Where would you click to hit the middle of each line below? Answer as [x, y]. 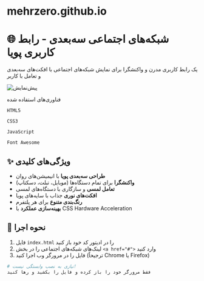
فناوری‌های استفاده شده [34, 99]
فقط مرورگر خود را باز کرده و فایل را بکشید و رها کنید [79, 272]
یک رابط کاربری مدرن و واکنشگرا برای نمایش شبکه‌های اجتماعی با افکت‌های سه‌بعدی [102, 69]
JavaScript [21, 132]
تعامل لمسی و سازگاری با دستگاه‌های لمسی [65, 189]
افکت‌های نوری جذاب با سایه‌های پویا [56, 195]
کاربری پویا [31, 52]
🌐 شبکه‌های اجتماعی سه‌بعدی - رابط [88, 39]
